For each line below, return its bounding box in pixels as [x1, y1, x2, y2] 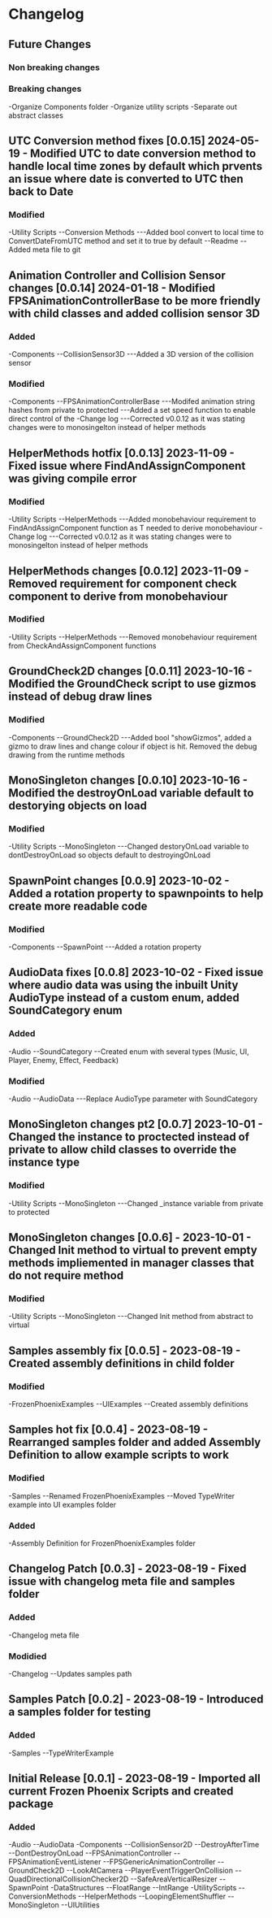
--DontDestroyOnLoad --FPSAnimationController [8, 1848, 172, 1858]
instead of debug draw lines [8, 690, 153, 704]
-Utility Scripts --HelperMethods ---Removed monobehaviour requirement [8, 631, 257, 642]
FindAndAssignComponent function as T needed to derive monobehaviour [8, 523, 258, 533]
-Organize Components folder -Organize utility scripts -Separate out [8, 102, 237, 111]
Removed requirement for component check [8, 576, 237, 590]
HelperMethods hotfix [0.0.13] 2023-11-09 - [8, 446, 235, 460]
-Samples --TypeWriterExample [8, 1748, 114, 1758]
